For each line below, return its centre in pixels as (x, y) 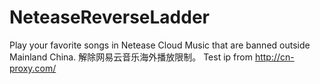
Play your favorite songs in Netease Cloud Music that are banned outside (160, 45)
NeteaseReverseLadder (109, 17)
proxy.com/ (33, 68)
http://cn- (274, 57)
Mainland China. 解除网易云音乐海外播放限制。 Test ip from (131, 57)
